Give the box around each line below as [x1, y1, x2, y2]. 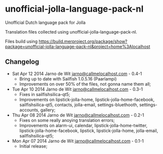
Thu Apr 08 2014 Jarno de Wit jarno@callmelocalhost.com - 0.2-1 [12, 112, 145, 118]
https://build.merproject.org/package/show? [38, 38, 127, 44]
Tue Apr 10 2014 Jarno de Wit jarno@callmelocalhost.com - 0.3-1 [12, 86, 143, 92]
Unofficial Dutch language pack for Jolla [5, 19, 86, 25]
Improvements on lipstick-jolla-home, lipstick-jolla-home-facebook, [19, 96, 155, 102]
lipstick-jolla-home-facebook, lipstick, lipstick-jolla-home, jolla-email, [19, 128, 158, 134]
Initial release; [19, 143, 48, 149]
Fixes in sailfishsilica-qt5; [19, 91, 71, 97]
